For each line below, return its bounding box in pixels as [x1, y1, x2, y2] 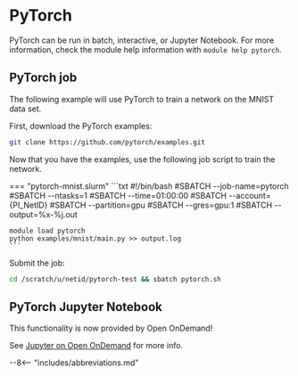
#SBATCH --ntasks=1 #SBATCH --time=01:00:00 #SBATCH [9, 190, 228, 200]
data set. [9, 103, 42, 114]
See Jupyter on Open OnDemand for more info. [9, 340, 184, 351]
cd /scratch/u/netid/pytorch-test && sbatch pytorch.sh [9, 274, 221, 283]
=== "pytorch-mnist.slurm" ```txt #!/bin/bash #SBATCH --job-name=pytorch [9, 180, 290, 192]
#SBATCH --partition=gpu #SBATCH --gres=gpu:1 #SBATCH [49, 200, 273, 210]
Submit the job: [9, 257, 65, 268]
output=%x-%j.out [9, 208, 78, 219]
